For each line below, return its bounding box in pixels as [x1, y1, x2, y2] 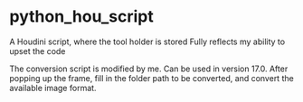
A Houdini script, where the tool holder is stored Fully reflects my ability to [9, 36, 286, 47]
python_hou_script [9, 6, 154, 27]
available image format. [9, 82, 97, 93]
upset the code [9, 45, 66, 56]
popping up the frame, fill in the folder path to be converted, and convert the [9, 72, 294, 83]
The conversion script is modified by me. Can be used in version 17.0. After [9, 63, 289, 74]
